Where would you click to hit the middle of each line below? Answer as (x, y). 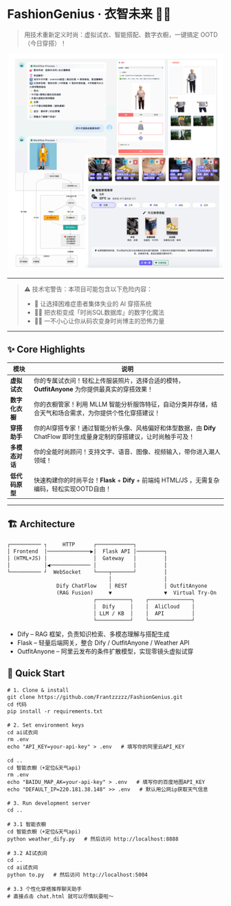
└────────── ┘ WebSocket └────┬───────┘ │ (87, 572)
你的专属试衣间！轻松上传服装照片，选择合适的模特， (109, 380)
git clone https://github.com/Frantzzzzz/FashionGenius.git (95, 697)
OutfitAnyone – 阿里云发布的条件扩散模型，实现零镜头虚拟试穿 (105, 651)
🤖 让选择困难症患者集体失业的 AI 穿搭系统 (93, 304)
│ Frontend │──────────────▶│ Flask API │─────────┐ (87, 551)
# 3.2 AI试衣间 (27, 853)
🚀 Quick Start (36, 673)
